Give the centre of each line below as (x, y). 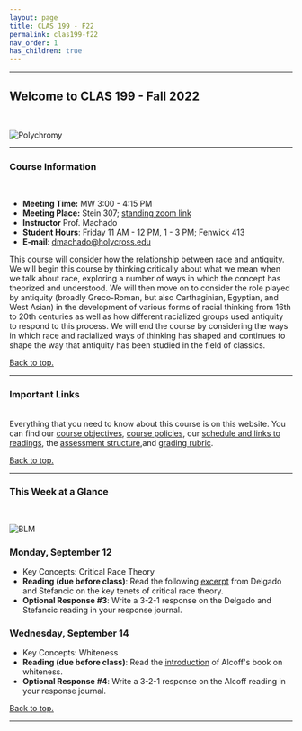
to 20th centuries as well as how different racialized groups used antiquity (147, 316)
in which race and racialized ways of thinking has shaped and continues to (147, 336)
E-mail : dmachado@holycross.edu (86, 242)
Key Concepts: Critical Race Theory (89, 572)
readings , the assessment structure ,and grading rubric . (111, 442)
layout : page (34, 18)
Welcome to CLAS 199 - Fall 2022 (105, 96)
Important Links (44, 395)
